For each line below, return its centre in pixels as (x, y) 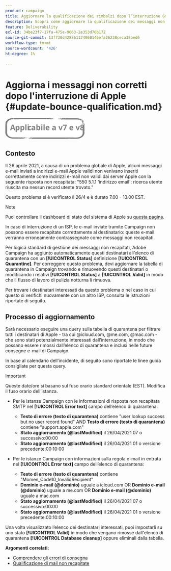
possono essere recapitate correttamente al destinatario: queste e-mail (80, 232)
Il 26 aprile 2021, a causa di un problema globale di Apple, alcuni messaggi (83, 166)
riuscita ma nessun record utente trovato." (49, 187)
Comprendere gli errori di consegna (50, 558)
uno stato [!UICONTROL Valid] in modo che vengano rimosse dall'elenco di (84, 533)
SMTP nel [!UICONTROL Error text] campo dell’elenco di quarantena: (85, 407)
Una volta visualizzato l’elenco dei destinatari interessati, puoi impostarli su (84, 527)
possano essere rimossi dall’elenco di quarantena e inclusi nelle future (79, 345)
